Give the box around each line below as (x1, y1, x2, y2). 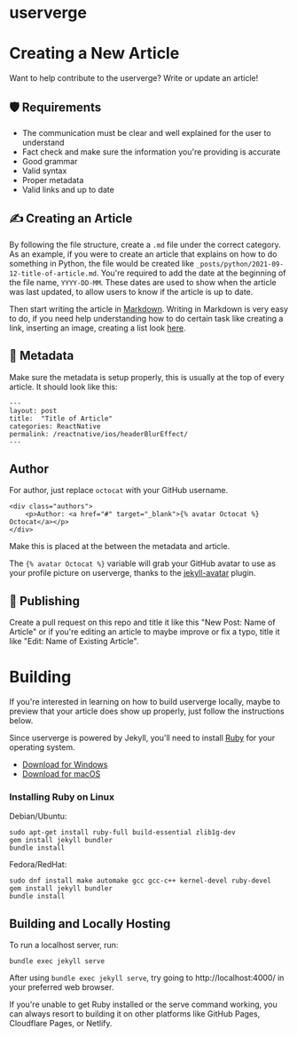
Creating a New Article (9, 44, 180, 64)
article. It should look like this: (9, 381, 118, 392)
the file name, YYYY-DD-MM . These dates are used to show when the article (9, 276, 277, 287)
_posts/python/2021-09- (196, 259, 284, 268)
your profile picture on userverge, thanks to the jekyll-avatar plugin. (9, 568, 256, 578)
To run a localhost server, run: (9, 940, 119, 951)
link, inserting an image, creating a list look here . (9, 323, 186, 333)
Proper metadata (21, 174, 84, 185)
